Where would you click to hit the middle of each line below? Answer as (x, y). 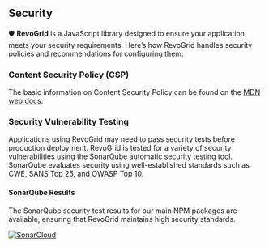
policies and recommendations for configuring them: (96, 53)
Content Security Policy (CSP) (69, 75)
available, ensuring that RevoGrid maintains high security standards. (122, 219)
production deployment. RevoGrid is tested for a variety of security (120, 148)
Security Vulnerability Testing (69, 122)
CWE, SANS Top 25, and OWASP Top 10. (76, 174)
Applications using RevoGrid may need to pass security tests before (122, 139)
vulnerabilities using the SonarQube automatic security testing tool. (121, 156)
